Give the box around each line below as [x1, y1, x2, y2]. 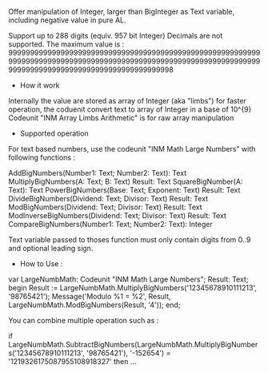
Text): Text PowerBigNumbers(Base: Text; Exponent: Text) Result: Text [8, 185, 241, 195]
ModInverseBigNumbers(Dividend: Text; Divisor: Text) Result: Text [8, 211, 226, 220]
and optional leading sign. [8, 244, 94, 253]
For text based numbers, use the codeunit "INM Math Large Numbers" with [8, 144, 256, 153]
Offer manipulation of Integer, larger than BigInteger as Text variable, [8, 7, 235, 16]
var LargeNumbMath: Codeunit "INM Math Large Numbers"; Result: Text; [8, 274, 249, 284]
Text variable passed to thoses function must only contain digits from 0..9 [8, 235, 251, 244]
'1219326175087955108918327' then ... [8, 357, 137, 366]
